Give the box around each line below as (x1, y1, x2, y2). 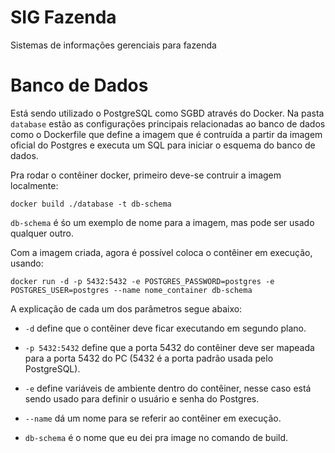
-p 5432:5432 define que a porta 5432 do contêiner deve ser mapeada (24, 341, 315, 353)
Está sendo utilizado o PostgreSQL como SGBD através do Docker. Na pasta (10, 107, 325, 119)
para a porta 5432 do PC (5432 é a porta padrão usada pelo (24, 352, 274, 364)
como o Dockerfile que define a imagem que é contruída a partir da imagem (10, 128, 323, 140)
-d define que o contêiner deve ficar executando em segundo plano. (24, 322, 307, 334)
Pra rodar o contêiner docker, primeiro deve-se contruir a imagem (10, 169, 282, 181)
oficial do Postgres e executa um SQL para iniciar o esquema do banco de (10, 139, 316, 151)
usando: (10, 257, 44, 269)
